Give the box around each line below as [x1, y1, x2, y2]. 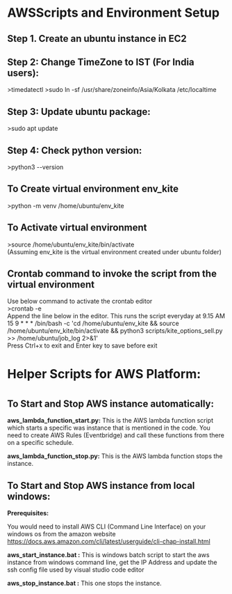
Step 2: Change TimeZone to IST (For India [7, 56, 194, 68]
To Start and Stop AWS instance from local [7, 479, 195, 492]
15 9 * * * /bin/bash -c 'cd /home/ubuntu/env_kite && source [7, 319, 179, 328]
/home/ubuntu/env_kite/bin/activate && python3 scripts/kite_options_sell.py [7, 327, 223, 335]
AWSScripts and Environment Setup [7, 5, 220, 21]
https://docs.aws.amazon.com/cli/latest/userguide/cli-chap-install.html [7, 538, 210, 546]
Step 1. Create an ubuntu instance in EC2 [7, 33, 187, 45]
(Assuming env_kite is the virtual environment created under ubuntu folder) [7, 247, 222, 256]
